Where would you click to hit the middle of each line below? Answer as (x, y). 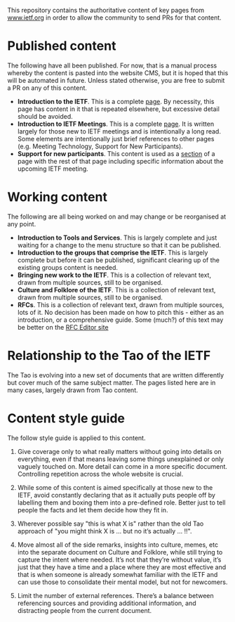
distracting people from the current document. (85, 610)
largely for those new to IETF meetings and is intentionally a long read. (119, 131)
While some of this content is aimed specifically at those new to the (115, 487)
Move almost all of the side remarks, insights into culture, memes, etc (118, 545)
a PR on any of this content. (47, 88)
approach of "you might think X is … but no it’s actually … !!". (105, 531)
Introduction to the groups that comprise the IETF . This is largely (113, 252)
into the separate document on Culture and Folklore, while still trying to (120, 552)
